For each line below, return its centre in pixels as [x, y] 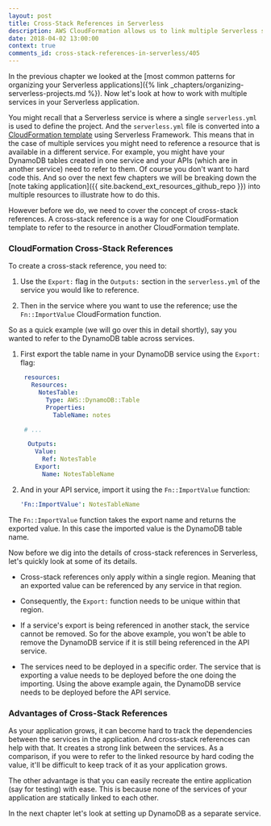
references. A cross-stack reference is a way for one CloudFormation [124, 219]
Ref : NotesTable [69, 459]
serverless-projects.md [47, 93]
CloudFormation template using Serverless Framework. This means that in [131, 135]
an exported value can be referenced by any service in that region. [131, 585]
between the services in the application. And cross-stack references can [129, 739]
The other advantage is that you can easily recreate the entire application [130, 780]
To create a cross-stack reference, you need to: [88, 266]
